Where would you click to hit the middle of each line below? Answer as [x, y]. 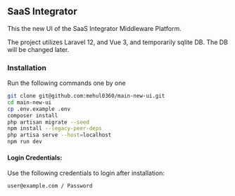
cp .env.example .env [39, 109]
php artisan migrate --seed [49, 122]
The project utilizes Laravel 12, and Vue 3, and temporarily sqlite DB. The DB [118, 42]
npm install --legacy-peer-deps [55, 129]
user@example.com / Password [50, 186]
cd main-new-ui [30, 102]
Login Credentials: [35, 157]
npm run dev [25, 142]
